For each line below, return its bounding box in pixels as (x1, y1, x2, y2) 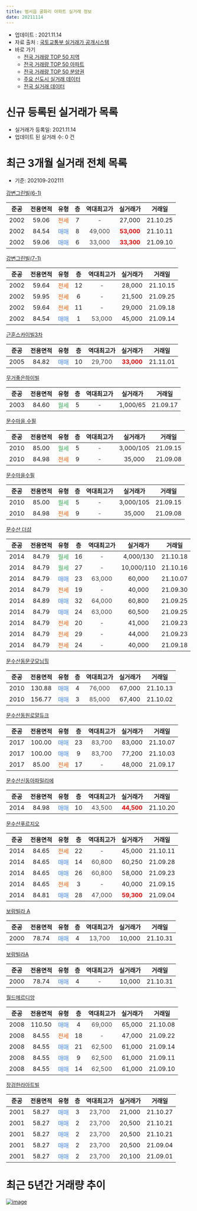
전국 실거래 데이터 (23, 83, 65, 90)
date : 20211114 (6, 14, 44, 20)
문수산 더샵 (6, 526, 32, 533)
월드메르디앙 (6, 994, 35, 1001)
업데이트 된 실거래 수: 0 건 (14, 133, 75, 140)
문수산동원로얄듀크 (6, 712, 49, 719)
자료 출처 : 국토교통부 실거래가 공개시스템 (14, 38, 110, 45)
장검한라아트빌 (6, 1081, 40, 1089)
